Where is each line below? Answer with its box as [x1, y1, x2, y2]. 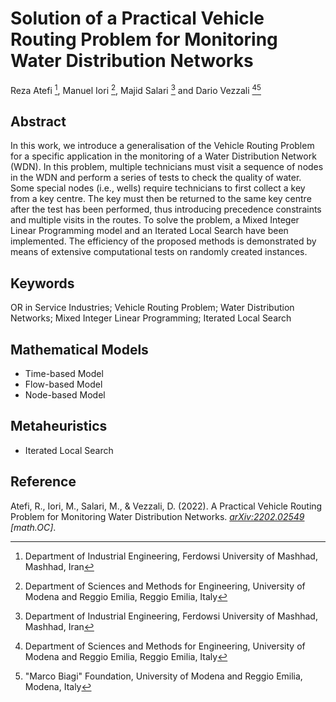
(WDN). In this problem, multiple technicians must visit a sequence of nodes [10, 161, 324, 173]
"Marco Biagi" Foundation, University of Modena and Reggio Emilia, [24, 670, 303, 682]
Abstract [10, 113, 67, 130]
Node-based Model [24, 389, 106, 401]
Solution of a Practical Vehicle [10, 7, 265, 30]
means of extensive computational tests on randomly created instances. [10, 246, 308, 258]
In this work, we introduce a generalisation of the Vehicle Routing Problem [10, 140, 315, 152]
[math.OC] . [10, 521, 57, 533]
